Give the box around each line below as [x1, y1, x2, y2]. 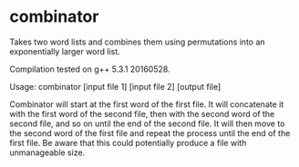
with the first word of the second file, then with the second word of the [9, 108, 275, 119]
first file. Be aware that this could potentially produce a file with [9, 137, 247, 148]
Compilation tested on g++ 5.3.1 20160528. [9, 64, 170, 74]
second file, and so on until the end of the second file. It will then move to [9, 118, 285, 129]
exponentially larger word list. [9, 45, 120, 56]
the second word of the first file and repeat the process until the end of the [9, 127, 291, 138]
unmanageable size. [9, 147, 86, 158]
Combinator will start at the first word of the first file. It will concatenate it [9, 98, 284, 110]
